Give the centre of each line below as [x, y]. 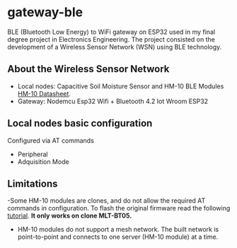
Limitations [33, 183]
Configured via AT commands [51, 140]
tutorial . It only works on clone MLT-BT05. [70, 215]
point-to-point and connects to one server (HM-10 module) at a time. [118, 237]
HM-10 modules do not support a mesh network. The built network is [118, 230]
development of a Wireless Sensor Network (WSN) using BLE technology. [115, 47]
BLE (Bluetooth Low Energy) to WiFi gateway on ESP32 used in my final [111, 32]
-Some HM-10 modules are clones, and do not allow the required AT [106, 201]
